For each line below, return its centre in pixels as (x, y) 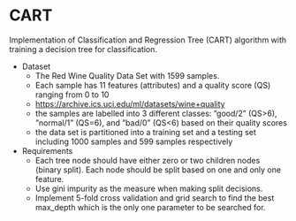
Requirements (47, 150)
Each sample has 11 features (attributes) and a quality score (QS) (153, 85)
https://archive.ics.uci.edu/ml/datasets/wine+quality (130, 103)
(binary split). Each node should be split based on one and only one (158, 170)
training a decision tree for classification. (83, 49)
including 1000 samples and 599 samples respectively (134, 141)
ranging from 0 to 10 (72, 95)
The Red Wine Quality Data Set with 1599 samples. (127, 75)
